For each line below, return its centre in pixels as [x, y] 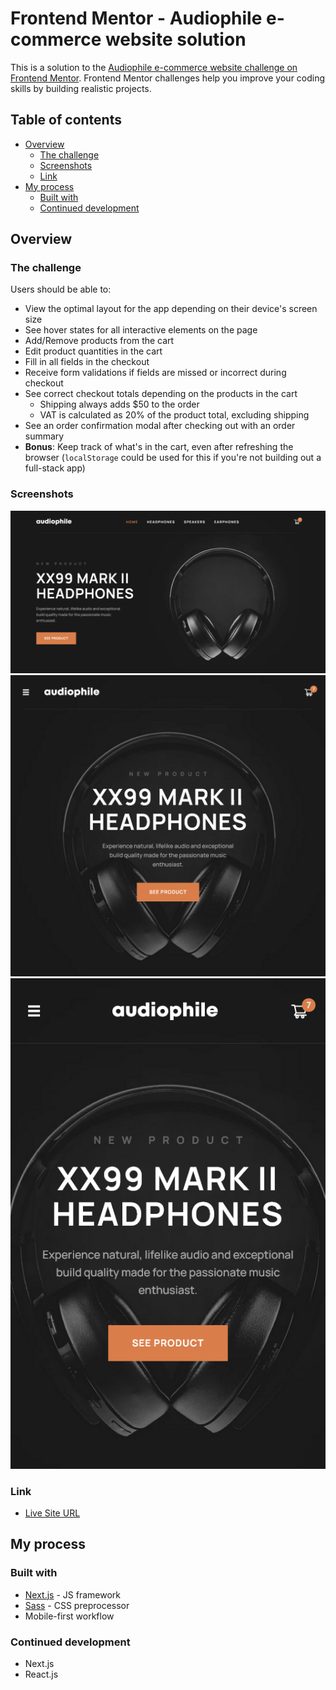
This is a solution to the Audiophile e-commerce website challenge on [154, 67]
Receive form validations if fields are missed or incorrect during [155, 373]
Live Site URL [52, 1513]
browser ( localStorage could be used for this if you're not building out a [173, 458]
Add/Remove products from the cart [99, 341]
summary [44, 436]
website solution [175, 39]
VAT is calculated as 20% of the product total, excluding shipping [174, 415]
